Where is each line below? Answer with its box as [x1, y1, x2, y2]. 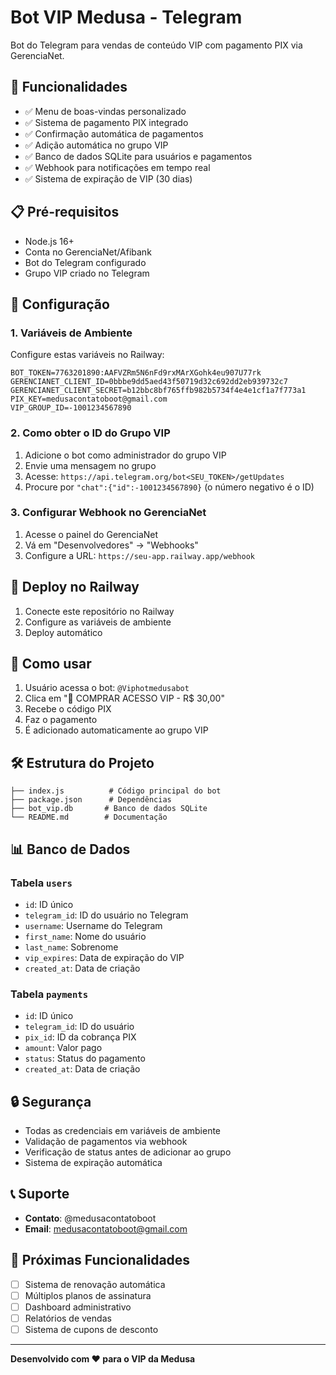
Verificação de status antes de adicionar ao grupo [24, 1146, 232, 1158]
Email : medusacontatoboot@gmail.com [24, 1222, 188, 1235]
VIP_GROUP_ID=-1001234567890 [10, 403, 132, 413]
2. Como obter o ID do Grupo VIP [10, 426, 171, 440]
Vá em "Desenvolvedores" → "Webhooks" [24, 539, 199, 551]
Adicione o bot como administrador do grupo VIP [24, 449, 227, 461]
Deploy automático [24, 626, 103, 638]
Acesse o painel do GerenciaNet [24, 528, 159, 540]
